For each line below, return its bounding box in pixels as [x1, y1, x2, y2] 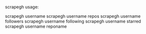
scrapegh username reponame [5, 23, 67, 29]
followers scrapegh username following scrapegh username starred [5, 19, 141, 24]
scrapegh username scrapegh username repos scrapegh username [5, 13, 141, 19]
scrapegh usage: [5, 4, 39, 10]
